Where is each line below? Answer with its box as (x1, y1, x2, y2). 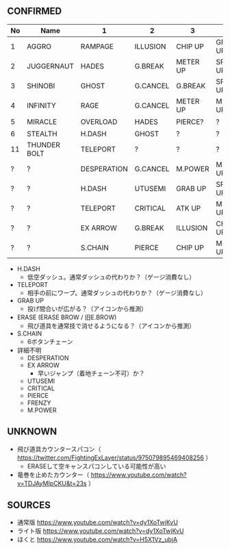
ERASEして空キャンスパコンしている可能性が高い (27, 462, 166, 470)
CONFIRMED (7, 5, 62, 17)
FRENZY (27, 399, 51, 407)
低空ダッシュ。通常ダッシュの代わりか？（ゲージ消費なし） (27, 273, 196, 281)
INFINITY (27, 101, 56, 110)
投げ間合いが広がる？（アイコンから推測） (27, 304, 147, 312)
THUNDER (27, 140, 60, 149)
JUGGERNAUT (27, 61, 74, 71)
